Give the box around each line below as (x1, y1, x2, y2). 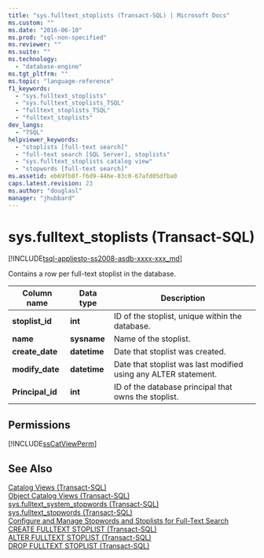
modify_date (12, 364, 60, 375)
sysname (69, 333, 105, 344)
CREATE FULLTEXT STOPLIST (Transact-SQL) (8, 524, 157, 534)
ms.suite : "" (8, 48, 51, 56)
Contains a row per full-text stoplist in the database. (8, 269, 177, 279)
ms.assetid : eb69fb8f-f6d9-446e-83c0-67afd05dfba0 (8, 172, 178, 181)
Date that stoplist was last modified (113, 359, 244, 370)
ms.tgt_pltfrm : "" (8, 70, 68, 78)
